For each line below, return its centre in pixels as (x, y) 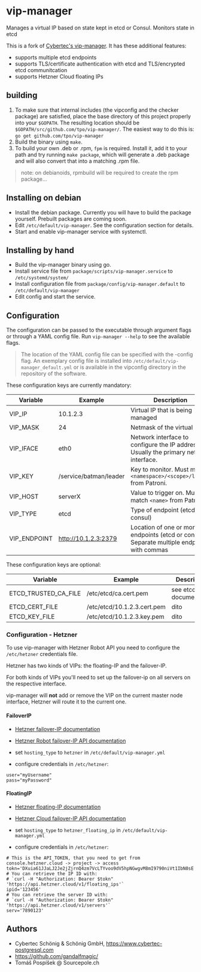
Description (170, 400)
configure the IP (153, 445)
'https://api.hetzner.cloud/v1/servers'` (59, 905)
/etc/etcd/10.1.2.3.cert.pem (126, 607)
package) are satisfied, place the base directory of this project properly (103, 116)
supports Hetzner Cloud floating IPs (59, 76)
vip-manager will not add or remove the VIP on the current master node (95, 696)
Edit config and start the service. (55, 297)
